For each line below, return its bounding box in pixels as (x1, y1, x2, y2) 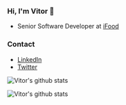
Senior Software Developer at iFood (17, 22, 119, 31)
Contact (7, 40, 35, 49)
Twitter (17, 63, 38, 71)
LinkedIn (17, 55, 42, 63)
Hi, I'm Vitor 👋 (7, 6, 55, 16)
